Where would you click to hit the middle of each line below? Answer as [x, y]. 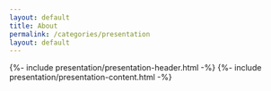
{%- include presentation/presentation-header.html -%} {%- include [135, 68]
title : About [34, 26]
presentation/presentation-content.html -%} [91, 78]
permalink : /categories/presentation [80, 34]
